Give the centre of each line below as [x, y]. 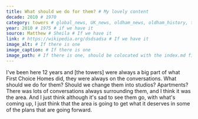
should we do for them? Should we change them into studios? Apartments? [97, 85]
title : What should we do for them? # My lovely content [77, 11]
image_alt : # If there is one [43, 45]
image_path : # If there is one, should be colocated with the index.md [96, 55]
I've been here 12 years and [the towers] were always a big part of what [93, 72]
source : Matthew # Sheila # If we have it [59, 34]
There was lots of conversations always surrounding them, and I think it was [98, 91]
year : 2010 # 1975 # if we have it [50, 28]
